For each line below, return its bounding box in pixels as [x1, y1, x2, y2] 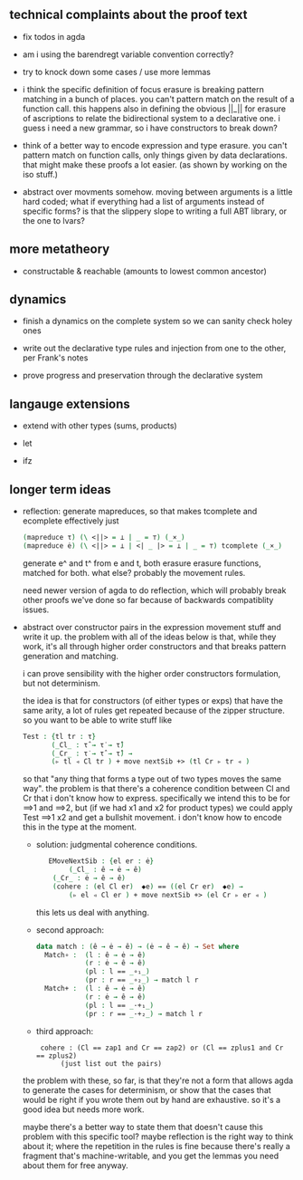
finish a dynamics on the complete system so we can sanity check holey [22, 316, 293, 327]
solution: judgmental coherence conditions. [35, 839, 198, 850]
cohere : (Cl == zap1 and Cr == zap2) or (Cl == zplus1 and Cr [40, 1043, 284, 1052]
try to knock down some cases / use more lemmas [22, 66, 211, 77]
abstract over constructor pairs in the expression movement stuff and [22, 621, 282, 632]
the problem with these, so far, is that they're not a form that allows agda [22, 1075, 294, 1086]
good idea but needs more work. [22, 1104, 145, 1115]
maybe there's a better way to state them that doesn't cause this [22, 1121, 264, 1132]
